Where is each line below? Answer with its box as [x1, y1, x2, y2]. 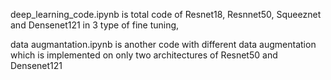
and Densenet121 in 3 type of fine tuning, [10, 19, 180, 31]
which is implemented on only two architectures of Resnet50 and [10, 49, 278, 61]
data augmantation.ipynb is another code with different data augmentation [10, 39, 317, 50]
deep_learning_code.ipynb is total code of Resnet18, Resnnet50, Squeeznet [10, 9, 322, 20]
